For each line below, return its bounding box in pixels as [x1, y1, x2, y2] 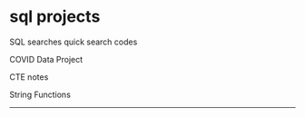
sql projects [9, 6, 101, 27]
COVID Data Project [9, 54, 84, 64]
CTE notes [9, 71, 49, 83]
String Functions [9, 89, 71, 100]
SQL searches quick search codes [9, 36, 138, 47]
